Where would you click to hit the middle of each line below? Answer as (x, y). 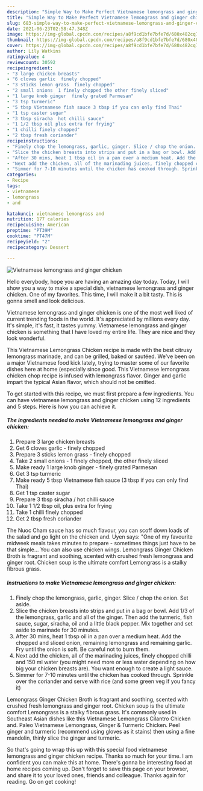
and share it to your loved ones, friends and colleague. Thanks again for (96, 775)
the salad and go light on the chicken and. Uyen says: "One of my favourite (100, 537)
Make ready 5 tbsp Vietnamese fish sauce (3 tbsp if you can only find (102, 480)
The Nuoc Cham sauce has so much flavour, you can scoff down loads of (98, 530)
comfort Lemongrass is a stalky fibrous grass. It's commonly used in (92, 713)
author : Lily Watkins (34, 51)
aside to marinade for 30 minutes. (58, 630)
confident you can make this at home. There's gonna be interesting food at (99, 763)
